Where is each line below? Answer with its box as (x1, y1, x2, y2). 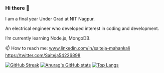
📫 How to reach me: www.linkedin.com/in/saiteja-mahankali (5, 45, 130, 51)
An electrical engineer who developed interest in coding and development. (5, 25, 159, 31)
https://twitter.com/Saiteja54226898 (5, 52, 81, 58)
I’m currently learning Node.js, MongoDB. (5, 35, 91, 41)
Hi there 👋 (5, 4, 30, 11)
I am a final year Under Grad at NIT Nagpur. (5, 16, 95, 22)
